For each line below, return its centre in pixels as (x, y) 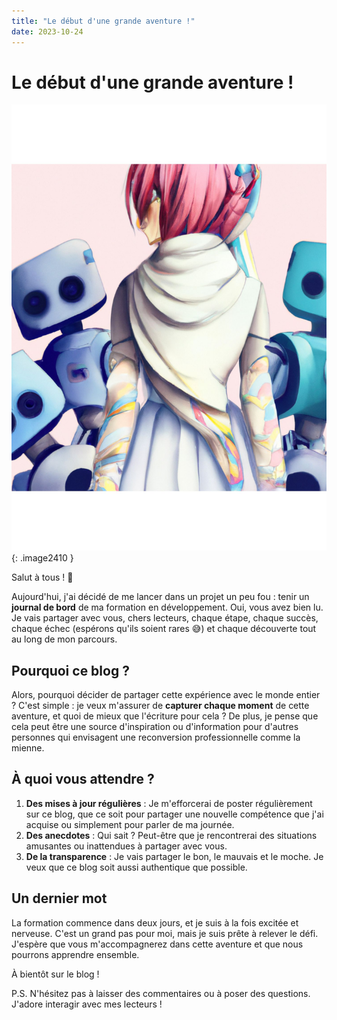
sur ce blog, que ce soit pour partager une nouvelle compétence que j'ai (174, 814)
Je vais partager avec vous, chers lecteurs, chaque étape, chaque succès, (165, 618)
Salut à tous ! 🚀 (42, 577)
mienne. (28, 748)
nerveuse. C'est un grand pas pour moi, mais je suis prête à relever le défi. (165, 933)
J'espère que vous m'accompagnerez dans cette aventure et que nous (157, 944)
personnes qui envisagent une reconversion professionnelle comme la (156, 737)
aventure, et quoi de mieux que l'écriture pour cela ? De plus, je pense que (165, 716)
